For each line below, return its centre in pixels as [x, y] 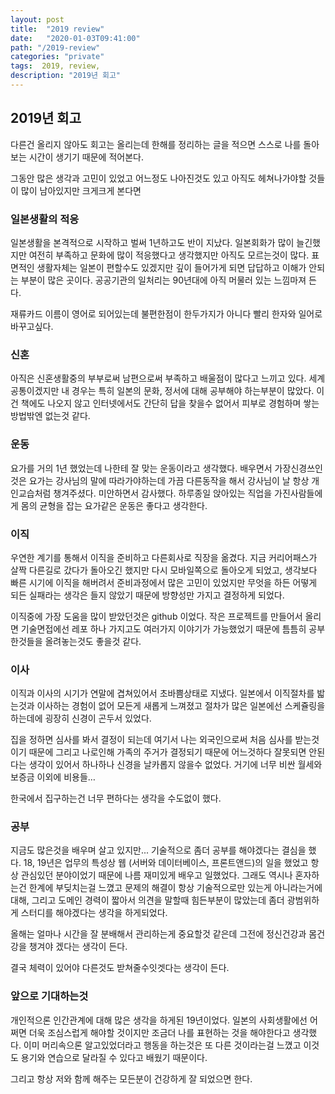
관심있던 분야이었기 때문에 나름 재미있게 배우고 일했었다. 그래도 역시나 [156, 875]
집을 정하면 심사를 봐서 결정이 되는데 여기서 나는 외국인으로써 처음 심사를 [151, 740]
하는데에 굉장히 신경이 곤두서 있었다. [81, 718]
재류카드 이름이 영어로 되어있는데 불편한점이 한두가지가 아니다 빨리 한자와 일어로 [166, 313]
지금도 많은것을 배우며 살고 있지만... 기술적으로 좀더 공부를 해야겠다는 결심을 [158, 850]
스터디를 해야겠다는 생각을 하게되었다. [94, 913]
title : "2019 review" [57, 29]
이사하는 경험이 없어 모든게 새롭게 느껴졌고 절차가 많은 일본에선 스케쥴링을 [181, 706]
